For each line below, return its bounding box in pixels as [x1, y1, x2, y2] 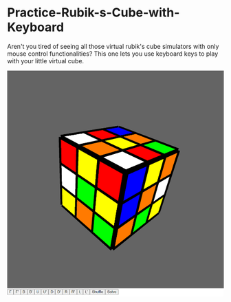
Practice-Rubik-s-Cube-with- [7, 5, 180, 21]
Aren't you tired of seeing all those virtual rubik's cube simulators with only [7, 42, 219, 50]
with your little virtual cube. [7, 56, 85, 65]
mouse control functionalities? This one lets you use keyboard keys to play [7, 50, 219, 58]
